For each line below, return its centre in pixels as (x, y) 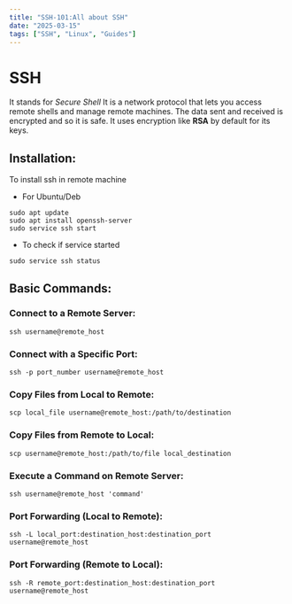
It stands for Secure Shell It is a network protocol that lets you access (136, 102)
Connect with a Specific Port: (73, 353)
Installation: (43, 158)
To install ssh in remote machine (68, 180)
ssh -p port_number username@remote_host (87, 373)
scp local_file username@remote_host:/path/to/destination (120, 413)
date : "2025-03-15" (45, 26)
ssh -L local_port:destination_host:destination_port (111, 535)
